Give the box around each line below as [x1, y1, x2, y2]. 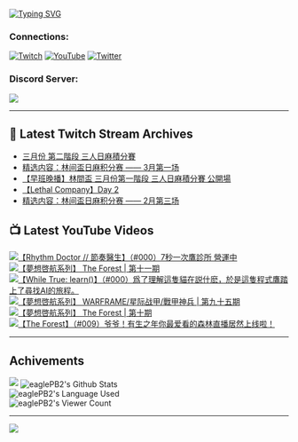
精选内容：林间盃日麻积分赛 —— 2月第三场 [21, 195, 180, 206]
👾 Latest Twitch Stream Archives [9, 126, 193, 141]
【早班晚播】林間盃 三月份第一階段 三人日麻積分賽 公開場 [21, 173, 231, 184]
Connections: [9, 30, 69, 43]
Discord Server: [9, 73, 79, 85]
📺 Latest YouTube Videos [9, 223, 154, 238]
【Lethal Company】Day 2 [21, 185, 120, 195]
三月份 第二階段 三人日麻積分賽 [21, 151, 136, 162]
